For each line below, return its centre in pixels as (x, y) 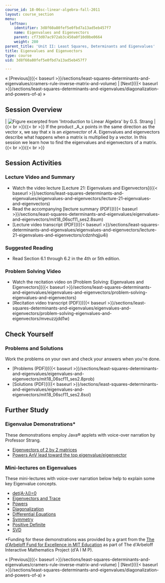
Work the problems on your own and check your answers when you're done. (83, 359)
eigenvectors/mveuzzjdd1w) (41, 319)
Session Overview (34, 110)
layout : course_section (30, 14)
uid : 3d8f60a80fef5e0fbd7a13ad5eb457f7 (46, 60)
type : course (18, 55)
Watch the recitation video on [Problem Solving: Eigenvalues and (78, 282)
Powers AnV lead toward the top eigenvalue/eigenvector (69, 455)
